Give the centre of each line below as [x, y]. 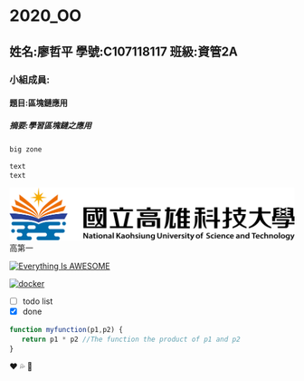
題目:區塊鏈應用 [38, 103]
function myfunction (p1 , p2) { [66, 330]
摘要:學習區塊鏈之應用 [51, 125]
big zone [26, 150]
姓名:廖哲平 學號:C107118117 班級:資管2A [123, 51]
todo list [38, 301]
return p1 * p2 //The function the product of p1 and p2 [131, 340]
